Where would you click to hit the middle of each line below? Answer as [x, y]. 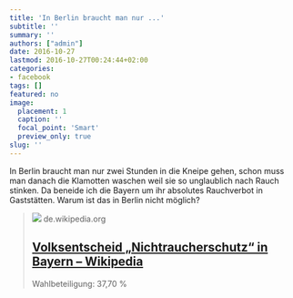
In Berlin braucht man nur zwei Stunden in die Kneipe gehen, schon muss [147, 170]
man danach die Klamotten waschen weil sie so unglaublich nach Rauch [144, 180]
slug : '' [26, 145]
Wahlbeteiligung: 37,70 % [79, 283]
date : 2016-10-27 [42, 52]
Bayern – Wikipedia [87, 262]
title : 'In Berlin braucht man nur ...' [87, 18]
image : [22, 103]
